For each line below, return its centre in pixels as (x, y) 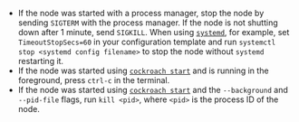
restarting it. (41, 61)
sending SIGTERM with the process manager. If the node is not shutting (148, 23)
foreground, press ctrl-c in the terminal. (94, 80)
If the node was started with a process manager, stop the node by (141, 13)
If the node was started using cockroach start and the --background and (153, 90)
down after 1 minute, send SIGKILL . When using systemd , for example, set (154, 32)
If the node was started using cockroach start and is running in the (143, 70)
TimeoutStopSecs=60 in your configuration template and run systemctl (147, 42)
